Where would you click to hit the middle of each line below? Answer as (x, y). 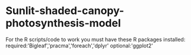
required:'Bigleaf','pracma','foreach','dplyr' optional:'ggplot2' (79, 46)
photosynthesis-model (63, 23)
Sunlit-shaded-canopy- (65, 11)
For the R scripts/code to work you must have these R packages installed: (95, 39)
